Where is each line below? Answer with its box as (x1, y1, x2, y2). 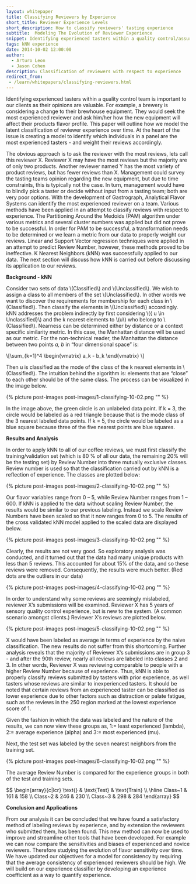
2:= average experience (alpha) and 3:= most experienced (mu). (6, 729, 160, 735)
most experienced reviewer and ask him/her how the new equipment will (6, 114, 181, 121)
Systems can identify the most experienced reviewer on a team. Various (6, 200, 179, 207)
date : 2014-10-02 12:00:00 (6, 47, 72, 53)
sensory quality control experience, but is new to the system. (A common (6, 608, 182, 615)
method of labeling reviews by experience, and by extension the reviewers (6, 822, 185, 828)
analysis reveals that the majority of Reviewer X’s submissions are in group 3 (6, 649, 190, 656)
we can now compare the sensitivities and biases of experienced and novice (6, 841, 190, 847)
